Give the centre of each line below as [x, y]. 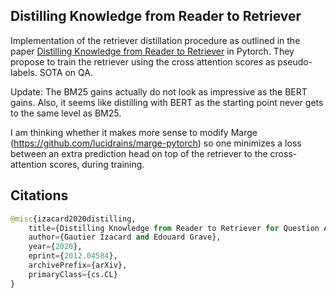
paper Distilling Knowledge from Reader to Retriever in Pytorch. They [152, 51]
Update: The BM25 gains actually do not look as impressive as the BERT [159, 91]
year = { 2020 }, [55, 247]
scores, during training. [96, 164]
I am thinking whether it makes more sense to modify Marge [134, 132]
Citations [39, 195]
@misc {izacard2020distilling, [73, 219]
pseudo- [295, 61]
